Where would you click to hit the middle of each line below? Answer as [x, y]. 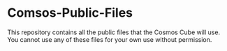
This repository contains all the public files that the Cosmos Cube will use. [114, 32]
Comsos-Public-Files [70, 13]
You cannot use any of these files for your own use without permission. [110, 39]
